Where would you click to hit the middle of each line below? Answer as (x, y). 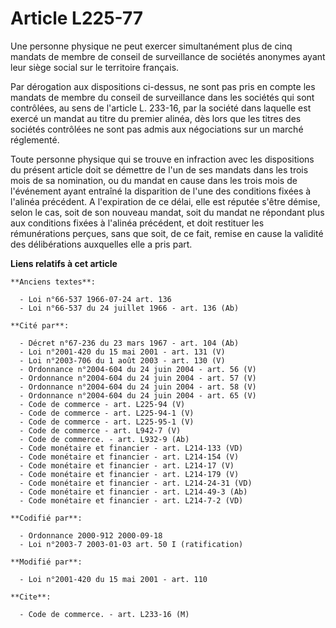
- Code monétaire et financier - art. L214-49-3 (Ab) (133, 492)
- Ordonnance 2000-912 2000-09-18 (91, 535)
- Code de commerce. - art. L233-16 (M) (104, 614)
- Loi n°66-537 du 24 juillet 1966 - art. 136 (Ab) (129, 308)
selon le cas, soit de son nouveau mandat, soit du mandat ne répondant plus (167, 212)
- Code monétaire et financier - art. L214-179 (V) (129, 474)
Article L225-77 (77, 18)
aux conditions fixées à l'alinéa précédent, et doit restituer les (137, 223)
